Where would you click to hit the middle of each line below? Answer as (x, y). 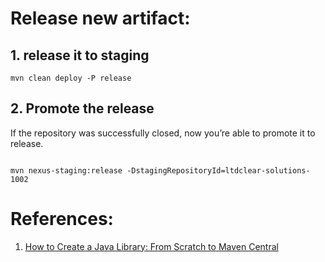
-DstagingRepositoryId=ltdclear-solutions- (218, 170)
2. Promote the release (82, 108)
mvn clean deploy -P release (71, 78)
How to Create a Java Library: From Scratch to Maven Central (151, 246)
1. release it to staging (80, 55)
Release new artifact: (100, 18)
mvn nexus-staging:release (66, 170)
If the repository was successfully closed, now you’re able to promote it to (163, 133)
